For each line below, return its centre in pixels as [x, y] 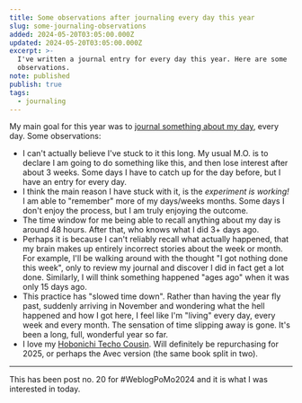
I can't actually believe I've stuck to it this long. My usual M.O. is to [145, 153]
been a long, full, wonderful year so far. [95, 335]
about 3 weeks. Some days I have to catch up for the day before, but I [151, 172]
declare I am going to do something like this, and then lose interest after [155, 163]
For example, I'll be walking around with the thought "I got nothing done [155, 258]
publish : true [36, 84]
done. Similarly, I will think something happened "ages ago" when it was [155, 277]
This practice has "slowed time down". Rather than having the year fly [151, 296]
